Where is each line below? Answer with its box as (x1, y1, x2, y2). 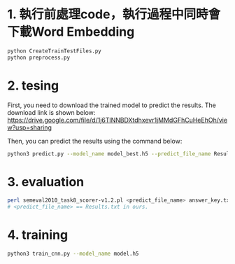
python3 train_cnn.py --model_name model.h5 (7, 250, 139, 258)
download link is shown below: (7, 108, 96, 116)
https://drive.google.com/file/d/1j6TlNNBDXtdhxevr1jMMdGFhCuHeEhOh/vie (7, 116, 228, 124)
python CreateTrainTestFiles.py (7, 47, 101, 55)
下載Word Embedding (7, 24, 135, 40)
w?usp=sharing (7, 123, 52, 132)
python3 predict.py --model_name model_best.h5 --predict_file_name (7, 150, 211, 158)
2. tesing (7, 78, 59, 93)
